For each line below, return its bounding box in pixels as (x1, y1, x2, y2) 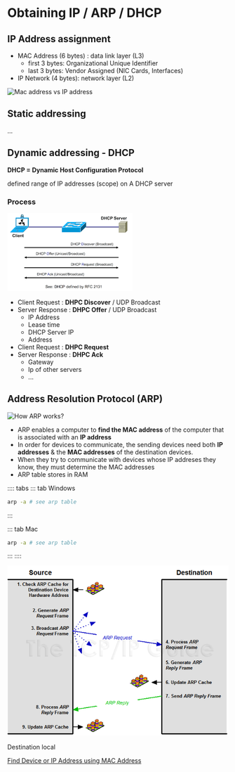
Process (7, 197, 36, 207)
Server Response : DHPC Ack (17, 350, 104, 359)
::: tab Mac (7, 525, 39, 533)
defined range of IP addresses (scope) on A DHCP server (7, 179, 173, 188)
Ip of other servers (27, 365, 82, 373)
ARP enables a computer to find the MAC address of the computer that (17, 425, 224, 434)
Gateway (27, 357, 54, 366)
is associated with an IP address (17, 432, 112, 441)
